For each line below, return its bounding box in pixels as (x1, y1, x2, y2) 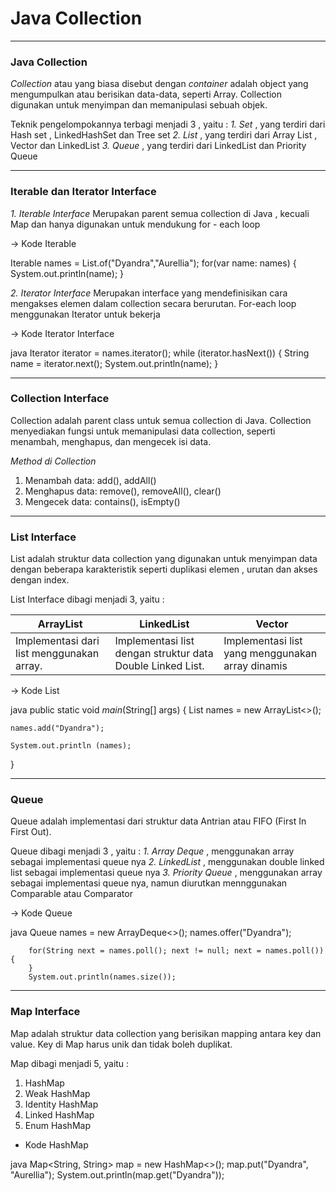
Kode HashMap (24, 1138, 89, 1151)
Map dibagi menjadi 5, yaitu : (10, 1057, 130, 1069)
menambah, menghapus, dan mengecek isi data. (10, 435, 212, 447)
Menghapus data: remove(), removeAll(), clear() (24, 485, 222, 497)
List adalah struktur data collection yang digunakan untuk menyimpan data (10, 553, 318, 565)
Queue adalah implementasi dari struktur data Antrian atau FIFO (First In (10, 815, 307, 827)
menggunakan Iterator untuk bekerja (10, 308, 161, 320)
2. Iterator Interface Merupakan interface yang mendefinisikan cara (10, 287, 288, 299)
